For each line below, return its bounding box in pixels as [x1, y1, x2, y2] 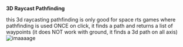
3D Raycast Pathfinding [6, 5, 65, 12]
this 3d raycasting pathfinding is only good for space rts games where [6, 16, 176, 23]
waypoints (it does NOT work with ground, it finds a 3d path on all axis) [6, 28, 178, 35]
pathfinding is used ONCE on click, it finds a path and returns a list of [6, 23, 173, 29]
